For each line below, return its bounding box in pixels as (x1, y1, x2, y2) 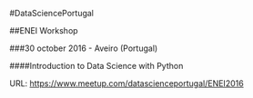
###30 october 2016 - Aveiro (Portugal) (9, 43, 158, 54)
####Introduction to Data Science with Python (9, 61, 184, 71)
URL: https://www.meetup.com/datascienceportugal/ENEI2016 (9, 78, 244, 89)
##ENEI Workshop (9, 25, 79, 35)
